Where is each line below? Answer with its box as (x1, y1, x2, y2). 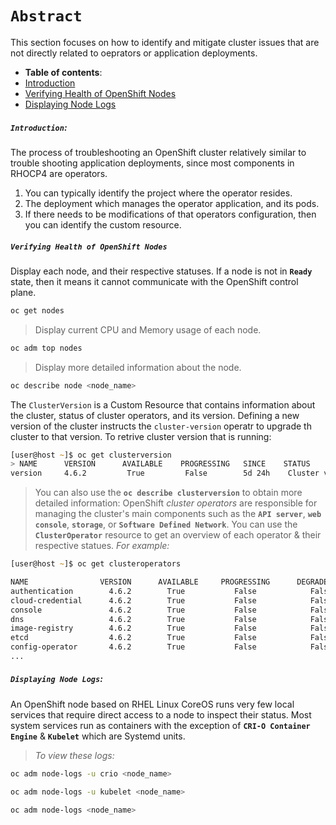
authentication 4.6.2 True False (10, 586, 257, 596)
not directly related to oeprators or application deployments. (10, 47, 258, 59)
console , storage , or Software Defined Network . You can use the (34, 518, 298, 531)
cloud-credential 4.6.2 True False (10, 595, 257, 606)
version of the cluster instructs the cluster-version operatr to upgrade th (10, 420, 312, 432)
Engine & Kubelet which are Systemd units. (10, 730, 186, 742)
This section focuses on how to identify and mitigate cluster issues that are (10, 36, 320, 48)
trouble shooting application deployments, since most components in (10, 157, 295, 169)
